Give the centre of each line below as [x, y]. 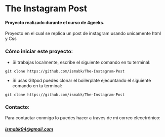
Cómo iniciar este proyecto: [39, 51]
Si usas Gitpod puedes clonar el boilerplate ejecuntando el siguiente [82, 80]
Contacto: [17, 107]
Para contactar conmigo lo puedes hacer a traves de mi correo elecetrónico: [83, 118]
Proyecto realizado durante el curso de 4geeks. [55, 22]
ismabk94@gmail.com [29, 129]
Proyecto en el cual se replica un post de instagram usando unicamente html [83, 34]
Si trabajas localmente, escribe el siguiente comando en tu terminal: [81, 62]
